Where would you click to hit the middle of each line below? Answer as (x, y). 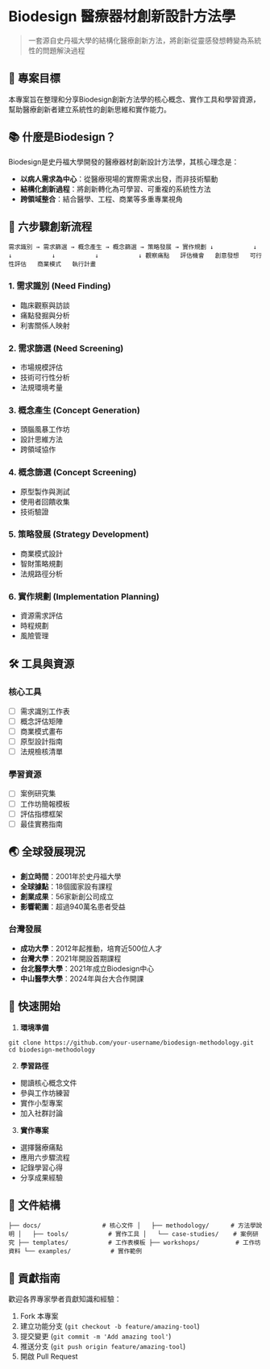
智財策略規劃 (41, 563)
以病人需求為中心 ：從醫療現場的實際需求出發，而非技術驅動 (119, 179)
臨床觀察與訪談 (45, 305)
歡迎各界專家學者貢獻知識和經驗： (65, 1299)
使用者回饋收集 (45, 501)
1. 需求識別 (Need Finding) (60, 286)
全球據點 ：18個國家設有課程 (66, 886)
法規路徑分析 (41, 574)
